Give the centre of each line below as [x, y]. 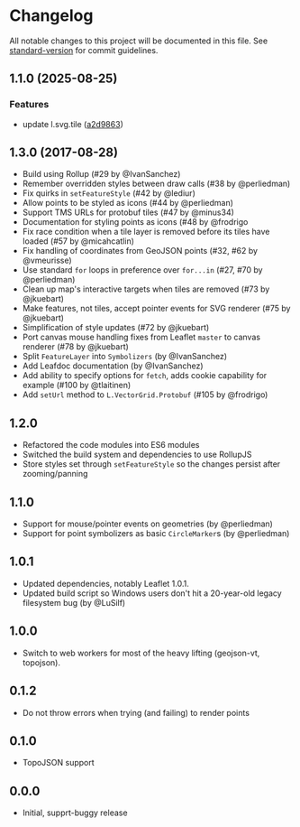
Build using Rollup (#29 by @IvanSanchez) [101, 174]
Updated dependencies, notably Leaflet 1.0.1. [105, 583]
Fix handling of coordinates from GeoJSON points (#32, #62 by [140, 251]
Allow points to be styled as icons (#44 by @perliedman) [128, 203]
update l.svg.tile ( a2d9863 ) [73, 124]
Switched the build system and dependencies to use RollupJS [137, 455]
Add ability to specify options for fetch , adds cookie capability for [145, 376]
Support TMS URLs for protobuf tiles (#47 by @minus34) [128, 212]
